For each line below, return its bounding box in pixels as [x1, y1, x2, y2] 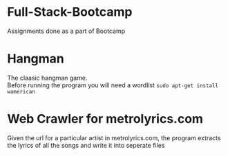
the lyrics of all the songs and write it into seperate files [7, 141, 165, 149]
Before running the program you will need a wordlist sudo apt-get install [7, 80, 219, 89]
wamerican [7, 88, 36, 95]
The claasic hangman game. [7, 74, 88, 82]
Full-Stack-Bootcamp [7, 4, 133, 20]
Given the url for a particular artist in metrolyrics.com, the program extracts [7, 133, 221, 142]
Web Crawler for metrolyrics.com [7, 111, 204, 127]
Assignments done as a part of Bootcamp [7, 27, 126, 35]
